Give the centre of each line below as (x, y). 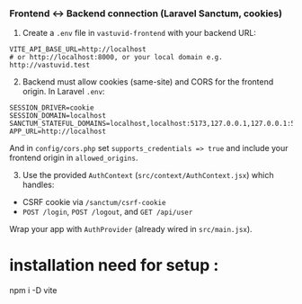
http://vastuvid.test (50, 66)
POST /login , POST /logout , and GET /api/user (107, 212)
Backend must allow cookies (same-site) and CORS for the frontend (148, 82)
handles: (38, 185)
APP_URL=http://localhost (58, 132)
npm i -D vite (33, 291)
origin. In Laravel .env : (63, 92)
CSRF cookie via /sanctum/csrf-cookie (94, 202)
